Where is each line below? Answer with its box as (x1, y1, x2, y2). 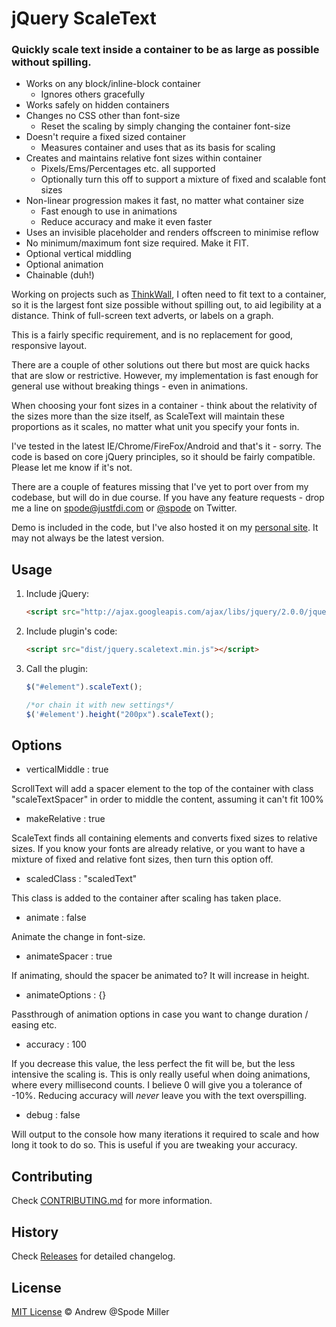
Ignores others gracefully (40, 88, 146, 101)
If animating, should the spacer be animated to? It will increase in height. (11, 970, 310, 982)
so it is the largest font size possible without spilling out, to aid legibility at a (11, 299, 322, 311)
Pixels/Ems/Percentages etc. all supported (40, 163, 216, 175)
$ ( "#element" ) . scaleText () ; (25, 682, 144, 692)
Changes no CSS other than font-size (25, 110, 181, 122)
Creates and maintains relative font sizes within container (25, 152, 263, 164)
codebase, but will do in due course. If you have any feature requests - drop (11, 492, 325, 504)
